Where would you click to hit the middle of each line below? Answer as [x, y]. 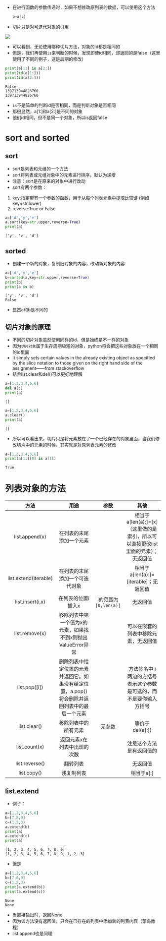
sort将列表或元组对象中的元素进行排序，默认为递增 [64, 175]
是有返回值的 [142, 751]
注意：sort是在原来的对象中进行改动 [49, 181]
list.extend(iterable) [30, 578]
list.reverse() [30, 764]
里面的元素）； [142, 551]
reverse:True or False [34, 208]
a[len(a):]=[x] [142, 522]
